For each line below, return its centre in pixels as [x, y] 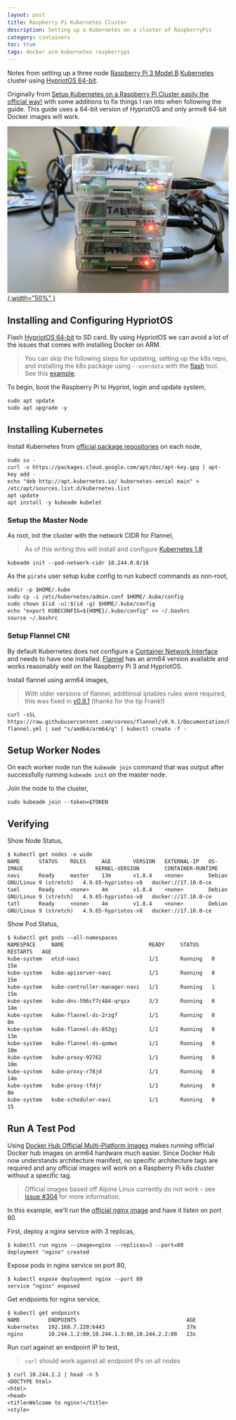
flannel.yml [25, 729]
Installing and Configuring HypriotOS [90, 320]
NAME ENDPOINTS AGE [102, 1320]
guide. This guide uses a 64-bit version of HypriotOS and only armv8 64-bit [117, 109]
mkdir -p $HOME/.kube [39, 590]
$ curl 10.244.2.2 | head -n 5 [53, 1375]
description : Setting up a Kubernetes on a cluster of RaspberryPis [110, 30]
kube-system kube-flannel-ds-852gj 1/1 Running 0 [111, 1030]
